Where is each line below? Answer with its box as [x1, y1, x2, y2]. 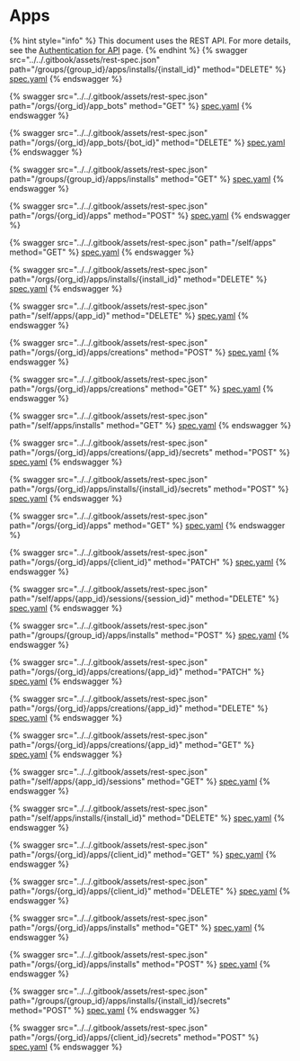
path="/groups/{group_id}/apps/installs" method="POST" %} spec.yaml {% [9, 629, 290, 640]
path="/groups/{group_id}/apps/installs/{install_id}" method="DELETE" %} [9, 64, 287, 75]
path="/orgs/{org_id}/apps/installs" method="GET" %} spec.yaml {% [9, 922, 266, 932]
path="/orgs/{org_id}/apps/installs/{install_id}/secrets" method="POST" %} [9, 483, 289, 494]
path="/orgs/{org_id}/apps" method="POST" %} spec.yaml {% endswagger [9, 210, 291, 220]
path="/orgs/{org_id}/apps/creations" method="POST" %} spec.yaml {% [9, 346, 280, 357]
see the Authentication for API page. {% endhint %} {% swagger [9, 44, 249, 55]
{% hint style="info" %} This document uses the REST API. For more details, [9, 35, 292, 46]
